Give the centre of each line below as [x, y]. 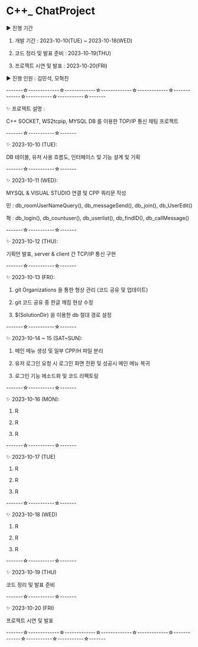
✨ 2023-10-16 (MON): [33, 399]
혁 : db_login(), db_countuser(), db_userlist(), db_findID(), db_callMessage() [98, 218]
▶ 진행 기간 [20, 28]
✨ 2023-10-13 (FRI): [30, 277]
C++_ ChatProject [51, 11]
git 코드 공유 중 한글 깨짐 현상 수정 [54, 302]
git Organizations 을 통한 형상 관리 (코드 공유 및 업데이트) [81, 289]
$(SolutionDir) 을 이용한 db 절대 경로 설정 [63, 315]
